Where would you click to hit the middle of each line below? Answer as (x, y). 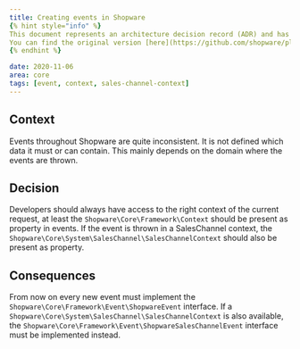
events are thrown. (44, 160)
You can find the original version (75, 42)
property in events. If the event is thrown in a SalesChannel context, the (141, 229)
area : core (29, 75)
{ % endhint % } (36, 51)
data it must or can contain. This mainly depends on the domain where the (146, 150)
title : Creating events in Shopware (77, 17)
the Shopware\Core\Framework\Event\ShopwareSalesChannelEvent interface (144, 326)
